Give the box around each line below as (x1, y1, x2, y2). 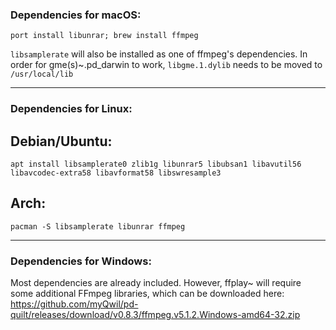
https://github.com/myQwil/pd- (10, 298, 139, 310)
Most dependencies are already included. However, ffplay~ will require (10, 277, 302, 289)
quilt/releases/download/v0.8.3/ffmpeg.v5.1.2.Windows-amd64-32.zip (10, 309, 301, 321)
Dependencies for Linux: (10, 102, 133, 116)
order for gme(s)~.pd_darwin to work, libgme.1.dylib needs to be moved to (10, 59, 323, 71)
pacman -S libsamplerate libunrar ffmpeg (10, 221, 186, 232)
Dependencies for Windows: (10, 254, 152, 268)
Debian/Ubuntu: (10, 133, 113, 150)
